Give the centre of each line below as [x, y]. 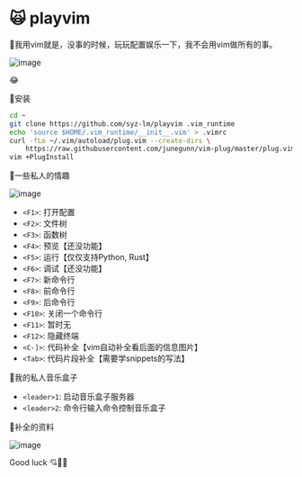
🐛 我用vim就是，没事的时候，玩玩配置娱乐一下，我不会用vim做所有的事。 [143, 44]
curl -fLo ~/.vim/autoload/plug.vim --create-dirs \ [110, 140]
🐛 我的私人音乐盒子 [44, 378]
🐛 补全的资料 [32, 427]
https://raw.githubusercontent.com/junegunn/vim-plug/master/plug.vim [160, 149]
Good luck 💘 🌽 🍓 [39, 463]
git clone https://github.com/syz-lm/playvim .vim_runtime [122, 124]
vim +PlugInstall [42, 157]
